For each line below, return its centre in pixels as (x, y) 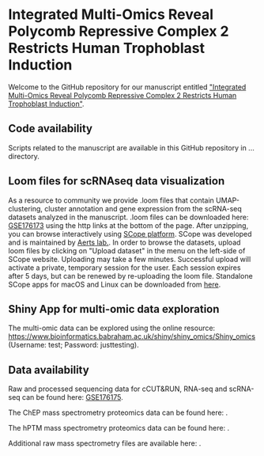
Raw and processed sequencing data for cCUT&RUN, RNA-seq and (118, 389)
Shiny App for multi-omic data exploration (114, 309)
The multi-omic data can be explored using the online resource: (112, 328)
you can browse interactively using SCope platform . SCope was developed (130, 234)
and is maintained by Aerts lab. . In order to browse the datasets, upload (124, 242)
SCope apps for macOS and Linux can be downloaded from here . (115, 284)
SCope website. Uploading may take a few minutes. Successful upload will (130, 259)
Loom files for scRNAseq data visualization (117, 181)
